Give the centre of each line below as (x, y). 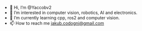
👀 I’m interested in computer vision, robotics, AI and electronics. (73, 13)
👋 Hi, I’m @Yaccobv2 (31, 8)
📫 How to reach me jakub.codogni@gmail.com (57, 23)
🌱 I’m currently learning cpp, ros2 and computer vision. (64, 18)
